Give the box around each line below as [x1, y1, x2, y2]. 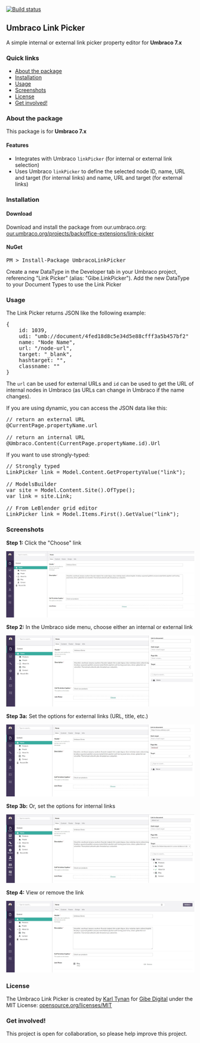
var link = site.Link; [6, 493, 73, 500]
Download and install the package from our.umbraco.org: [6, 223, 147, 231]
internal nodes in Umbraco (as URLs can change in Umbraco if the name [6, 386, 184, 394]
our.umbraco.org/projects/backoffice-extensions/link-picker [6, 229, 154, 237]
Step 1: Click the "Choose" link [6, 539, 82, 546]
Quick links [6, 54, 40, 62]
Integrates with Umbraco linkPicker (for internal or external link [14, 155, 173, 162]
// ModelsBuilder [6, 481, 57, 488]
